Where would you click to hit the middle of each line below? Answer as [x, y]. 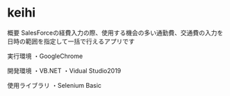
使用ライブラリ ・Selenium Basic [55, 85]
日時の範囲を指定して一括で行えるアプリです [71, 41]
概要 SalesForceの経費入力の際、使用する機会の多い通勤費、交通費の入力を [115, 32]
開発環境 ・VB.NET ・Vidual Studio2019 [64, 70]
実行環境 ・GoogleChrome [45, 56]
